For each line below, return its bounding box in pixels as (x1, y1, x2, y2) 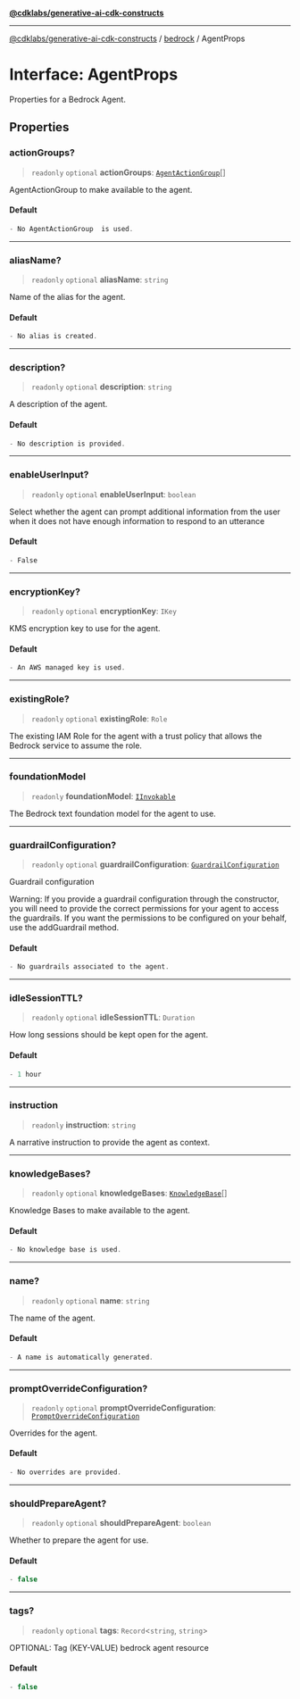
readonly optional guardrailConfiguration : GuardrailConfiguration (30, 859, 279, 870)
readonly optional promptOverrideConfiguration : (30, 1402, 217, 1413)
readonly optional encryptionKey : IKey (30, 606, 177, 617)
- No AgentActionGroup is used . (9, 224, 134, 233)
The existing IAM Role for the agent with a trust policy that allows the (9, 730, 262, 741)
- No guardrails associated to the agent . (9, 962, 170, 971)
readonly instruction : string (30, 1120, 137, 1130)
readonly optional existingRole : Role (30, 713, 168, 724)
